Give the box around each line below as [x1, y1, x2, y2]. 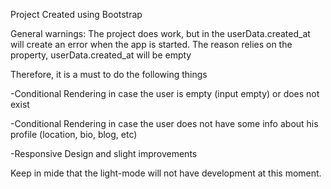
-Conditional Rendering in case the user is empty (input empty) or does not [10, 88, 320, 99]
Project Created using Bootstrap [10, 9, 143, 20]
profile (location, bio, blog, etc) [10, 129, 138, 140]
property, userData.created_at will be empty [10, 49, 192, 61]
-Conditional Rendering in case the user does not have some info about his [10, 118, 319, 129]
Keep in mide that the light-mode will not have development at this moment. [10, 167, 322, 179]
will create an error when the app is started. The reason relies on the [10, 39, 293, 50]
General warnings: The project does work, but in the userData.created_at [10, 28, 311, 39]
